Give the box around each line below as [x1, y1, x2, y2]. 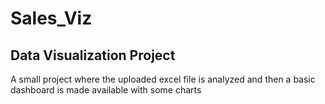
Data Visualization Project [10, 47, 176, 64]
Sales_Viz [10, 7, 93, 30]
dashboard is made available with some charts [10, 84, 202, 96]
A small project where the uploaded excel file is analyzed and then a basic [10, 73, 316, 85]
